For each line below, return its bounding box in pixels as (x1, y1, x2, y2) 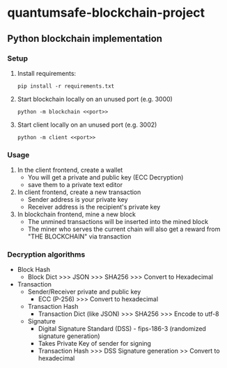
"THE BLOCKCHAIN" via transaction (27, 232, 132, 241)
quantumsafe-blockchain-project (7, 5, 205, 21)
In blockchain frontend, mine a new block (17, 210, 136, 218)
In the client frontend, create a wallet (17, 166, 123, 175)
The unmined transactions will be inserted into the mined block (27, 218, 209, 226)
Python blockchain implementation (7, 33, 162, 45)
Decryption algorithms (7, 250, 86, 259)
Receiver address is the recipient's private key (27, 203, 161, 211)
